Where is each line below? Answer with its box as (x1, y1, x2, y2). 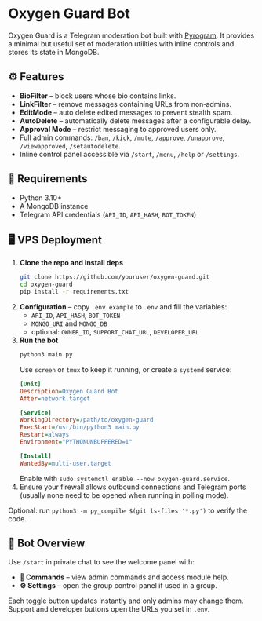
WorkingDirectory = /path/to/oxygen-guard (19, 416, 154, 424)
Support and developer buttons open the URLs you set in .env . (8, 605, 210, 614)
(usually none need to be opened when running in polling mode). (19, 490, 229, 499)
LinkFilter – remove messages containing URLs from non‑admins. (19, 99, 231, 108)
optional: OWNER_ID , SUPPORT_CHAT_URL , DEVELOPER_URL (31, 327, 200, 336)
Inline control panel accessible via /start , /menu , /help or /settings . (19, 149, 240, 159)
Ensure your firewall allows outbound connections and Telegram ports (19, 482, 246, 491)
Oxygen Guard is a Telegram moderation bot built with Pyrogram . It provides (8, 31, 255, 40)
